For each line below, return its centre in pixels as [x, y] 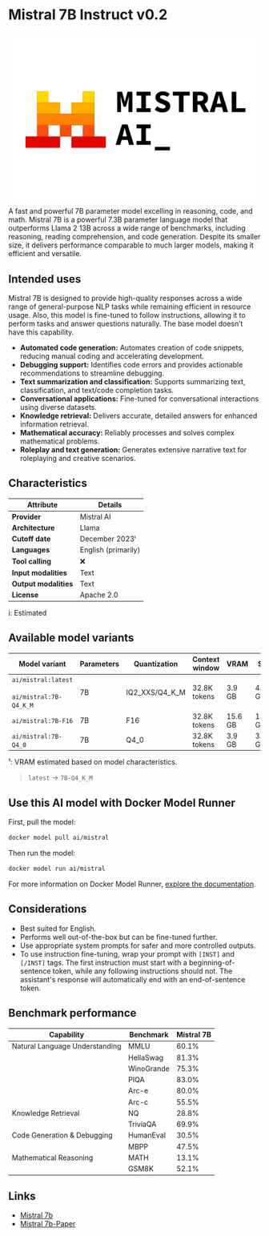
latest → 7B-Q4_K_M [60, 777]
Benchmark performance [72, 1013]
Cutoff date [31, 539]
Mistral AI [95, 516]
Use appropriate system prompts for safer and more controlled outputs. [138, 945]
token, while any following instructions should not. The [143, 971]
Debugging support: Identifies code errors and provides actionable [131, 364]
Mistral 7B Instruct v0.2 [88, 15]
